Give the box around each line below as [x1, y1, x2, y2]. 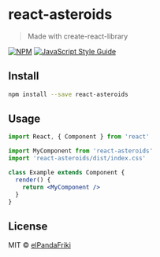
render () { [15, 175, 51, 184]
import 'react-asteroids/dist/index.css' [8, 155, 147, 163]
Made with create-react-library [27, 31, 128, 41]
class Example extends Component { [8, 169, 125, 177]
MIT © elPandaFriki [8, 240, 71, 250]
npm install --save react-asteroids [8, 90, 128, 98]
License [8, 219, 48, 233]
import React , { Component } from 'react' [8, 133, 150, 141]
